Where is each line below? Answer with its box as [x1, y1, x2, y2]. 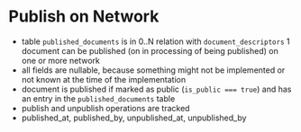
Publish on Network [8, 6, 160, 27]
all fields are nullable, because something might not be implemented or [21, 65, 286, 75]
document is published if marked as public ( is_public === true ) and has [21, 84, 292, 94]
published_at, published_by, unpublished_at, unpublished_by [21, 112, 247, 123]
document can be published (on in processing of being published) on [21, 45, 278, 56]
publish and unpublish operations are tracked [21, 102, 190, 113]
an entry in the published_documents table [21, 92, 176, 104]
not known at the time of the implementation [21, 74, 187, 84]
